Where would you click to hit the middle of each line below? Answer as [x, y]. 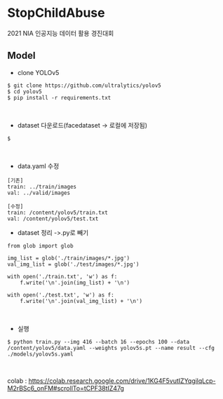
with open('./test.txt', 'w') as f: [61, 295]
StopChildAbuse [56, 13]
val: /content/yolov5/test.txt [53, 219]
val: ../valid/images [39, 193]
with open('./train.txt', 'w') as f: [62, 276]
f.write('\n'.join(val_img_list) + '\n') [81, 301]
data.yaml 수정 [38, 165]
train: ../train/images [42, 187]
